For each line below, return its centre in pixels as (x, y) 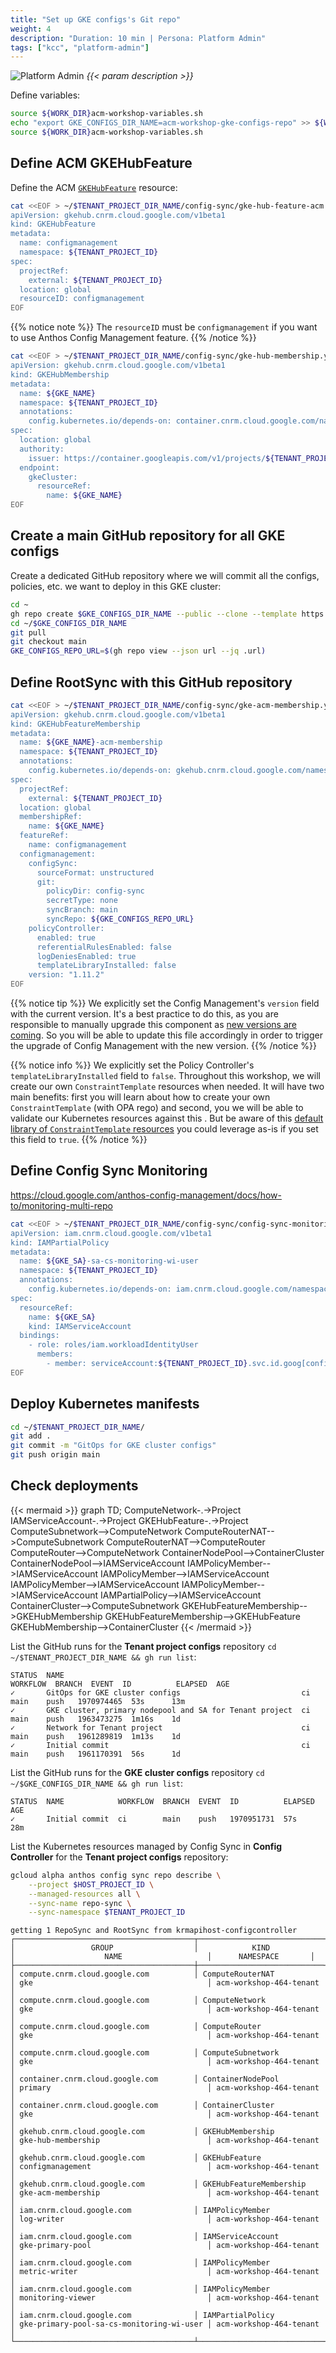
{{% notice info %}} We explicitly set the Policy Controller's (132, 1065)
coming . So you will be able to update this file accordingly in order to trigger (166, 1035)
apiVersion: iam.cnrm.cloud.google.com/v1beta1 (111, 1233)
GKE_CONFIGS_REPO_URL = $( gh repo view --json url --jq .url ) (138, 651)
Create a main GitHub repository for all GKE (148, 536)
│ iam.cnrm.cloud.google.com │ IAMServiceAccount (145, 2237)
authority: (42, 449)
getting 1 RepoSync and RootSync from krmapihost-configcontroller (154, 1931)
